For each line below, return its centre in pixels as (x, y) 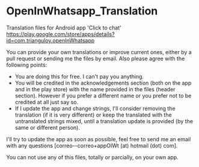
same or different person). (47, 127)
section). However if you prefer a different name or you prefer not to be (103, 96)
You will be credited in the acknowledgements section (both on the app (103, 83)
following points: (27, 65)
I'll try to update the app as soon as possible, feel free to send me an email (99, 139)
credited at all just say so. (47, 102)
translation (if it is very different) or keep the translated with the (93, 115)
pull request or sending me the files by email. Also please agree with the (96, 58)
